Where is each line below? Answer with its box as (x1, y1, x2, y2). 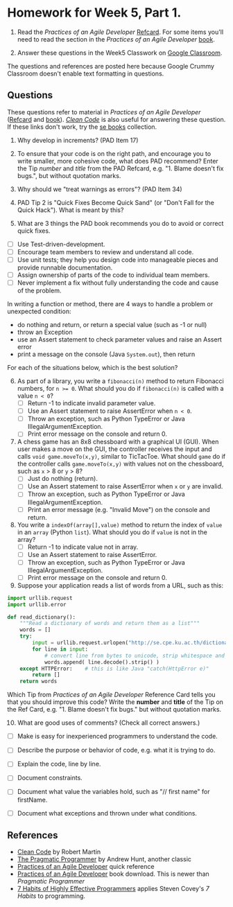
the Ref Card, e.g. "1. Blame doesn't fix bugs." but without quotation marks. (7, 705, 222, 714)
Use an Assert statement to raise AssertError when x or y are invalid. (27, 482, 223, 491)
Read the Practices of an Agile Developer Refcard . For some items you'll (17, 28, 224, 36)
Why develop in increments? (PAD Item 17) (17, 136, 139, 144)
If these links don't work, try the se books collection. (7, 123, 157, 131)
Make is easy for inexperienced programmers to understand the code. (17, 732, 218, 741)
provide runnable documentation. (17, 263, 113, 272)
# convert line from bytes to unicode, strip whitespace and (44, 652, 225, 659)
